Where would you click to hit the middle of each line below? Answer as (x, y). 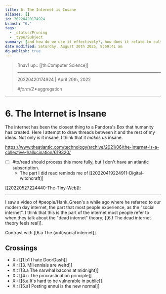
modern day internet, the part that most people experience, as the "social (80, 207)
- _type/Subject (26, 38)
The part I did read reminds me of (54, 173)
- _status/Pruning (29, 33)
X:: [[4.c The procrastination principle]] (52, 276)
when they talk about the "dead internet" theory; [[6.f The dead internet (78, 217)
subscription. (26, 168)
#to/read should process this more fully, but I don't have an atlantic (81, 162)
